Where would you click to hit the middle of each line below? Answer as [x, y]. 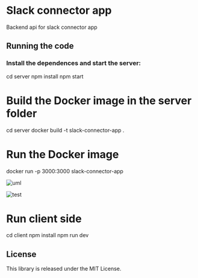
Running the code [40, 46]
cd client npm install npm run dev [48, 235]
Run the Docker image [63, 154]
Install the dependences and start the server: [74, 63]
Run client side [44, 219]
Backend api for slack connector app [52, 27]
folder [22, 113]
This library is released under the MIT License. [64, 269]
